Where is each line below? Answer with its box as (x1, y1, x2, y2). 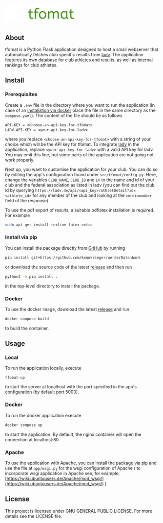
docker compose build (5, 316, 49, 321)
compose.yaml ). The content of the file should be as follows (5, 112, 123, 119)
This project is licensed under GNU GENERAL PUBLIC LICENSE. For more (5, 508, 153, 514)
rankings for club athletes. (5, 62, 58, 68)
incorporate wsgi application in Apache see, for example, (5, 470, 120, 476)
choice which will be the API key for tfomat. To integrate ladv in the (5, 141, 140, 147)
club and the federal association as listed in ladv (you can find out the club (5, 182, 155, 188)
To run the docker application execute (5, 412, 81, 418)
